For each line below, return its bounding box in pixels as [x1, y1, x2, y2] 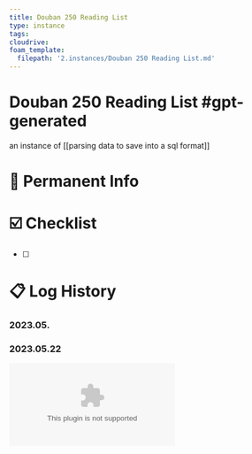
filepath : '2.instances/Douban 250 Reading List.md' [17, 54, 216, 63]
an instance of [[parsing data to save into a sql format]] [9, 140, 210, 150]
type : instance [9, 21, 65, 30]
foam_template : [9, 46, 65, 55]
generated [9, 112, 88, 131]
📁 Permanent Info [9, 172, 140, 191]
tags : [9, 29, 29, 38]
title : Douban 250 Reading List [9, 12, 128, 22]
